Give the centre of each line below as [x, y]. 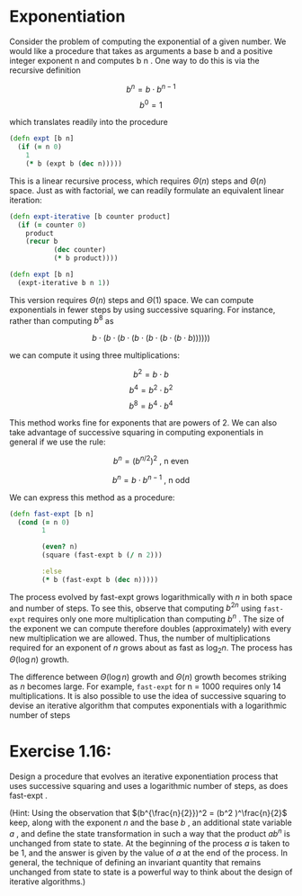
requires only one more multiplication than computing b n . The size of [156, 618]
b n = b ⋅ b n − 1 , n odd [151, 479]
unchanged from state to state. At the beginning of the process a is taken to [150, 843]
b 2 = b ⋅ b [151, 373]
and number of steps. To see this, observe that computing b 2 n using [136, 607]
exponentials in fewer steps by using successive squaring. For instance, [142, 309]
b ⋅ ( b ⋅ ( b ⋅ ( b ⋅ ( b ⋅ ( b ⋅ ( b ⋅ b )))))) [151, 338]
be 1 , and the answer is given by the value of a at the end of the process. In [148, 853]
